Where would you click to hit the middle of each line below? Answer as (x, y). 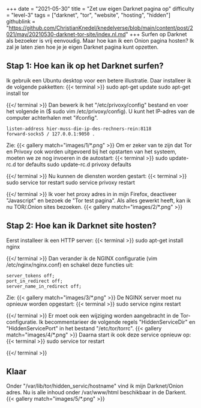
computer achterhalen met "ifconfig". (52, 117)
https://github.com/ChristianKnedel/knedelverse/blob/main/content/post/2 (101, 28)
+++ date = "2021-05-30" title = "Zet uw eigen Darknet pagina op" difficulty (100, 9)
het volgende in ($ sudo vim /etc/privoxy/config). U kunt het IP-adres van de (100, 111)
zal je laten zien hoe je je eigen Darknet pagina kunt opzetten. (82, 47)
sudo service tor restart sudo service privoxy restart (70, 182)
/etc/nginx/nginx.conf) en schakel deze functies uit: (70, 265)
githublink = (21, 21)
